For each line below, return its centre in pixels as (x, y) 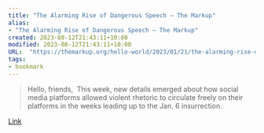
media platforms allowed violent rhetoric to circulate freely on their (135, 97)
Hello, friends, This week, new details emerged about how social (133, 89)
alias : (19, 23)
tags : (17, 60)
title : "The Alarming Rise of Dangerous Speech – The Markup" (112, 15)
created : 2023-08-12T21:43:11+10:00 (68, 37)
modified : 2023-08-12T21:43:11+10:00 (70, 45)
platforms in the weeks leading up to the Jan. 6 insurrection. (125, 105)
